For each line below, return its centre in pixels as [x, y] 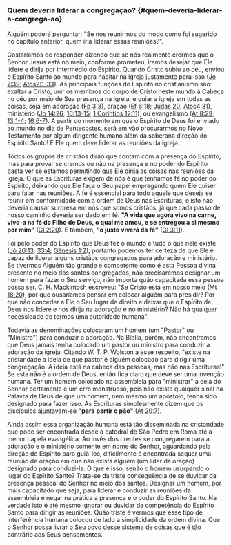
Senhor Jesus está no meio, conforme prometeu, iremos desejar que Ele [110, 62]
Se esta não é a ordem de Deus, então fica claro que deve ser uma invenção [115, 374]
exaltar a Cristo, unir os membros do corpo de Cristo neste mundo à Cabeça [115, 91]
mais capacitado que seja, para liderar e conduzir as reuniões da [99, 490]
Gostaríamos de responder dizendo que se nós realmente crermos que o [110, 55]
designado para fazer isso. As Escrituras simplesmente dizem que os [105, 404]
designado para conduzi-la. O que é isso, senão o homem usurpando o [108, 468]
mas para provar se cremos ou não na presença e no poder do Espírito [108, 164]
